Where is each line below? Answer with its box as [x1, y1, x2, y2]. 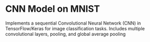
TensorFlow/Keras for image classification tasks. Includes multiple [5, 25, 145, 31]
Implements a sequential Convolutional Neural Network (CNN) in [5, 20, 141, 26]
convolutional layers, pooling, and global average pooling [5, 31, 126, 37]
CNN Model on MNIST [5, 3, 100, 15]
